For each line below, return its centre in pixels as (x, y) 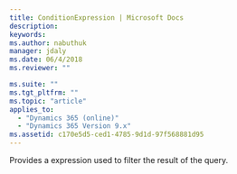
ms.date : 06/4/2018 (46, 60)
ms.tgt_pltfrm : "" (44, 92)
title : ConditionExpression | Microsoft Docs (96, 18)
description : (34, 26)
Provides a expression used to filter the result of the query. (119, 160)
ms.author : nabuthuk (48, 43)
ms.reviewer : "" (40, 69)
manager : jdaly (38, 51)
